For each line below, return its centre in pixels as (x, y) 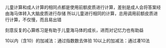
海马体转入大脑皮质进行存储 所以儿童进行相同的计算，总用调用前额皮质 (81, 13)
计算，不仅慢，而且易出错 (35, 20)
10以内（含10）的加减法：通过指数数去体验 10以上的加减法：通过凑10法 (78, 41)
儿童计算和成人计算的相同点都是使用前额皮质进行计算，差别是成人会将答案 (81, 7)
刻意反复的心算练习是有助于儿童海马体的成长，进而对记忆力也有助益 (74, 30)
